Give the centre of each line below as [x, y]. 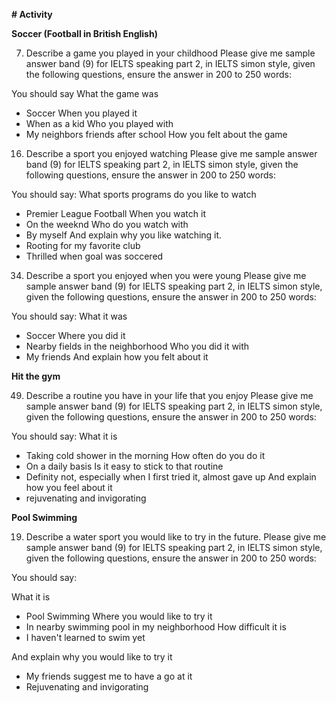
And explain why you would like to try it [92, 657]
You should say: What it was [69, 316]
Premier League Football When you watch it [115, 213]
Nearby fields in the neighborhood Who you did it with [137, 346]
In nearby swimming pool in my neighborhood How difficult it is [156, 627]
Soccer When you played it [81, 113]
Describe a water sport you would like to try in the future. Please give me [176, 537]
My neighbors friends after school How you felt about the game [156, 134]
